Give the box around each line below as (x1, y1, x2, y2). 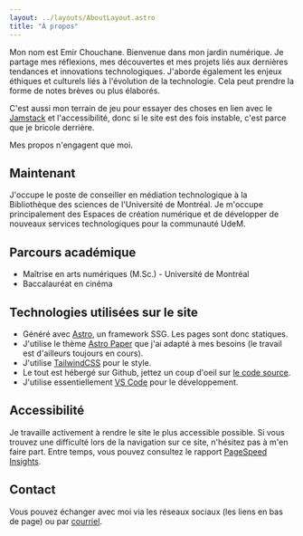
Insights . (9, 455, 42, 466)
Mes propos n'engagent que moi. (9, 139, 134, 150)
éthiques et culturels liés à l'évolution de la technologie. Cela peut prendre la (9, 75, 295, 86)
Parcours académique (9, 244, 137, 260)
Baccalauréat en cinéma (22, 278, 113, 290)
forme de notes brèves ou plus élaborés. (9, 85, 161, 96)
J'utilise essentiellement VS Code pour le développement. (22, 377, 239, 388)
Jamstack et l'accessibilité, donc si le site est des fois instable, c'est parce (9, 112, 287, 123)
